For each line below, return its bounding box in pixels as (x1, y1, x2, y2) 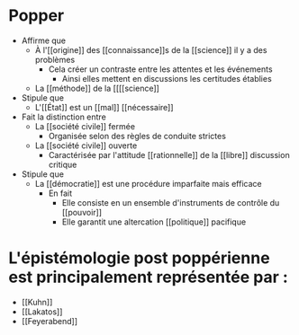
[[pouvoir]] (61, 207, 103, 217)
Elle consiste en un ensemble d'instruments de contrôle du (61, 197, 280, 207)
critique (48, 159, 77, 170)
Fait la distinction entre (21, 111, 107, 122)
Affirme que (21, 35, 67, 46)
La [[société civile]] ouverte (34, 140, 138, 151)
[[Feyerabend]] (21, 315, 78, 326)
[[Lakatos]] (21, 306, 63, 317)
